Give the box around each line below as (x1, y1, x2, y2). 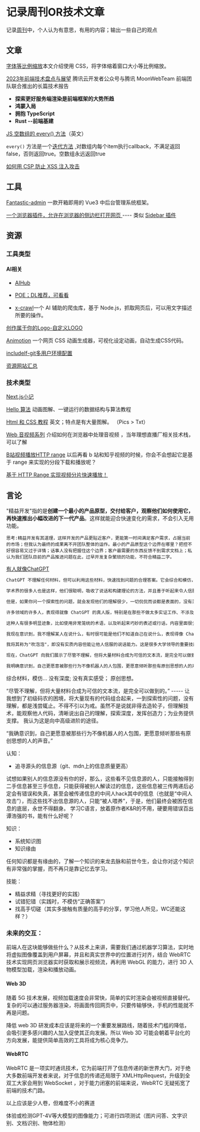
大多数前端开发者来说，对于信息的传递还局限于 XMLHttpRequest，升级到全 (6, 1072, 190, 1079)
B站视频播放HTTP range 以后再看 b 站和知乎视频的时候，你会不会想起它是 (6, 451, 188, 458)
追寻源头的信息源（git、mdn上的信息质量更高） (14, 762, 132, 770)
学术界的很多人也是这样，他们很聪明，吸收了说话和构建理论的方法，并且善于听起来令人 (6, 588, 188, 594)
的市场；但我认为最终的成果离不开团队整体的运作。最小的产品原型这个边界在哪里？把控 (6, 542, 188, 548)
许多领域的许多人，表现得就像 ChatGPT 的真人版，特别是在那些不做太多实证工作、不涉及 (6, 609, 195, 615)
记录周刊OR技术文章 (6, 5, 105, 19)
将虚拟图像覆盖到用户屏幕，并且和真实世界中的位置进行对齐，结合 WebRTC (6, 951, 191, 958)
